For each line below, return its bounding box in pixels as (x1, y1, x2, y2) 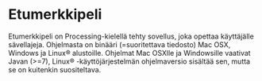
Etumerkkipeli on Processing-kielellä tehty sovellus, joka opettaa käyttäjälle (8, 31, 254, 41)
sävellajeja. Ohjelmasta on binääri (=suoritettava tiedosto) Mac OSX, (8, 39, 231, 49)
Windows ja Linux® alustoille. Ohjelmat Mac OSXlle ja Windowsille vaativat (8, 48, 252, 57)
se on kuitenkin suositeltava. (8, 64, 102, 74)
